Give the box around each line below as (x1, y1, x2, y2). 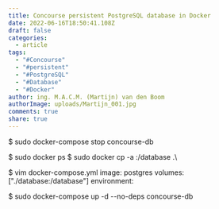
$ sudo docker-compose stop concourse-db (8, 137, 154, 146)
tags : (8, 48, 26, 56)
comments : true (8, 108, 59, 116)
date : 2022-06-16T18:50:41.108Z (8, 19, 115, 27)
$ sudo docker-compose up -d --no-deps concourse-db (8, 192, 194, 201)
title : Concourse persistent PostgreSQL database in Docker (8, 11, 212, 20)
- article (15, 41, 48, 49)
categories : (8, 33, 48, 42)
